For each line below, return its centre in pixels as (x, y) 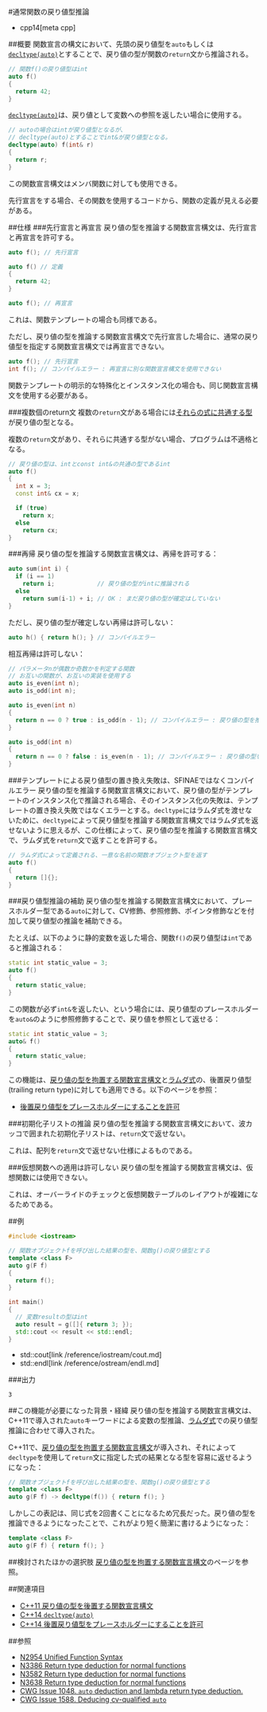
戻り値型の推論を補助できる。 (78, 921)
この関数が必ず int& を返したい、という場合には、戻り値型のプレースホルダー (133, 1009)
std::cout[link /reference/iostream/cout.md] (91, 1354)
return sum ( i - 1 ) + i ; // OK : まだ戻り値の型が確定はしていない (122, 599)
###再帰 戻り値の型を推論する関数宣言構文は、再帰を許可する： (113, 554)
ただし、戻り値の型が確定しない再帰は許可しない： (92, 622)
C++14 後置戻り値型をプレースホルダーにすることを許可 (112, 1624)
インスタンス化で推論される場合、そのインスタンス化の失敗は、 (133, 800)
